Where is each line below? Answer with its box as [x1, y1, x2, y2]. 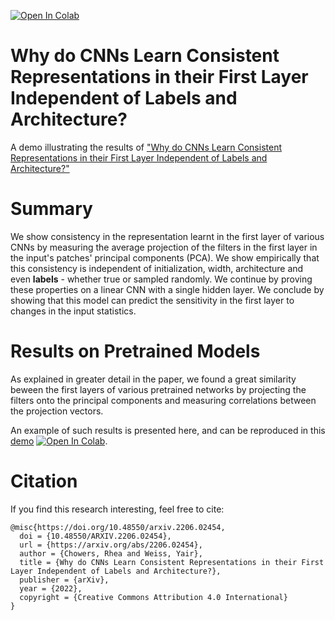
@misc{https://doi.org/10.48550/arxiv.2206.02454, [10, 522, 226, 532]
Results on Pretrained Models [10, 340, 261, 363]
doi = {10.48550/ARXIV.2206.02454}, [19, 531, 172, 541]
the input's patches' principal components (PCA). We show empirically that [10, 251, 320, 264]
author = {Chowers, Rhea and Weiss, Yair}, [19, 548, 203, 559]
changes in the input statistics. [10, 305, 137, 317]
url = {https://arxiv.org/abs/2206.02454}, [19, 540, 203, 550]
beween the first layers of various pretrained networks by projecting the [10, 383, 307, 395]
